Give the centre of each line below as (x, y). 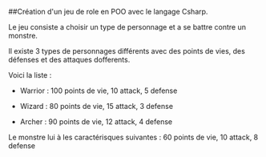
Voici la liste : (30, 75)
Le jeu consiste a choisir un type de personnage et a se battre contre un (127, 27)
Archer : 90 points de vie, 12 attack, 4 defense (96, 122)
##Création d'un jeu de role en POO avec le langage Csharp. (108, 12)
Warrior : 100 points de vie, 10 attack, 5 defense (99, 91)
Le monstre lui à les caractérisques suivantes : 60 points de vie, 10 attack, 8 (133, 137)
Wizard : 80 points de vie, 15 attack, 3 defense (97, 106)
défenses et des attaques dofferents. (69, 60)
